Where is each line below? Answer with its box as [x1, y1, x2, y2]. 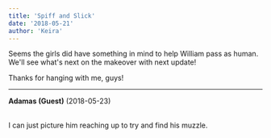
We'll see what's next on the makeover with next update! [8, 57, 197, 67]
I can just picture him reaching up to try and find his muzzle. [8, 120, 208, 130]
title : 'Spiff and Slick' [8, 11, 95, 20]
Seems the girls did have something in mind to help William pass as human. [8, 49, 259, 59]
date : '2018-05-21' [8, 19, 74, 27]
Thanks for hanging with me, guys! [8, 73, 124, 83]
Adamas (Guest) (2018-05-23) [8, 96, 111, 106]
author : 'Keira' [8, 27, 63, 35]
